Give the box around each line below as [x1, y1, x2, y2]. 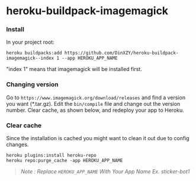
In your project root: [6, 38, 54, 46]
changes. [6, 141, 29, 148]
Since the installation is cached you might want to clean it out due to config [6, 135, 189, 142]
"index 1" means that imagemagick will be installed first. [6, 66, 142, 73]
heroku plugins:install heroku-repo [6, 153, 97, 159]
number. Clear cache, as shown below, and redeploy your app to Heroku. [6, 106, 185, 114]
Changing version [6, 80, 59, 89]
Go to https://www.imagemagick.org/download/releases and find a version [6, 93, 185, 101]
